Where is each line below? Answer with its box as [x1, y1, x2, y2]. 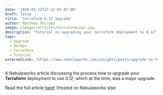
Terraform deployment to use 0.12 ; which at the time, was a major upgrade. [5, 76, 156, 81]
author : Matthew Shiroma [5, 20, 55, 26]
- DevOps [9, 43, 27, 48]
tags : [5, 35, 16, 39]
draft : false [5, 12, 32, 17]
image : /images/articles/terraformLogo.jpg [5, 25, 95, 30]
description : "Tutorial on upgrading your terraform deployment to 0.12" [5, 30, 158, 35]
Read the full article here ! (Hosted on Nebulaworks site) [5, 85, 116, 91]
